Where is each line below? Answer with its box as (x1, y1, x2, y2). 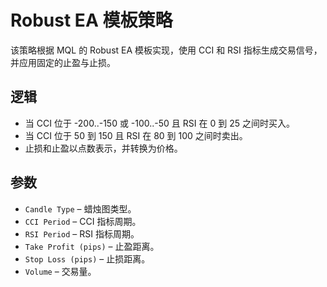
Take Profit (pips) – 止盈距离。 (24, 240, 160, 252)
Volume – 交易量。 (24, 265, 97, 277)
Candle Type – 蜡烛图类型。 (24, 202, 137, 215)
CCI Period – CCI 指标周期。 (24, 215, 142, 227)
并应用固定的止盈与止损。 (10, 56, 116, 68)
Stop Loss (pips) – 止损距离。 (24, 252, 151, 265)
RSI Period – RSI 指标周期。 (24, 227, 140, 240)
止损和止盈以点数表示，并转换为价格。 (24, 142, 183, 154)
